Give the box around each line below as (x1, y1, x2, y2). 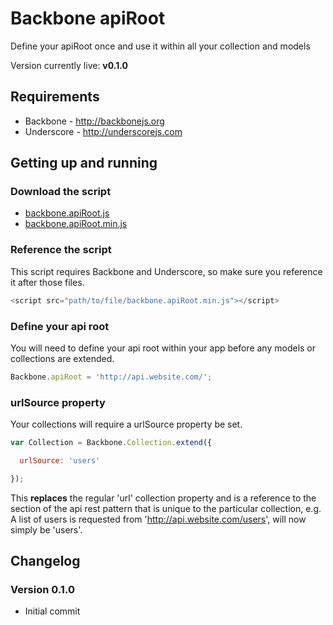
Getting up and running (10, 155, 158, 172)
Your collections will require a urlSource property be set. (10, 418, 243, 431)
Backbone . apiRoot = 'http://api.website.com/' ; (10, 372, 213, 382)
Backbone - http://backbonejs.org (24, 115, 165, 127)
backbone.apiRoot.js (24, 207, 110, 219)
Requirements (10, 88, 100, 106)
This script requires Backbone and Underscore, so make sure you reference (10, 265, 323, 277)
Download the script (10, 185, 112, 199)
